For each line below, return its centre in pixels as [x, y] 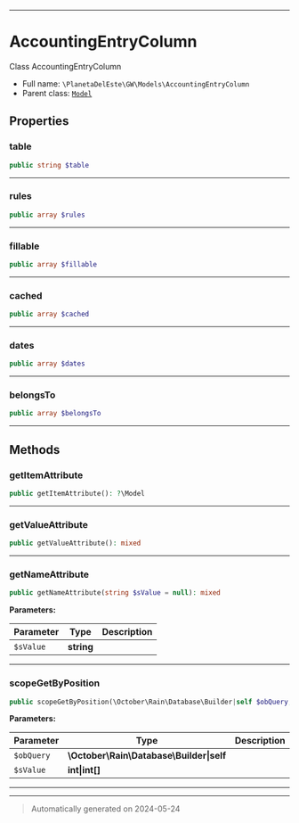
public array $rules [48, 215]
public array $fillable [53, 264]
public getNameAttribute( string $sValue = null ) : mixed [115, 593]
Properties [39, 121]
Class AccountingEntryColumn [65, 66]
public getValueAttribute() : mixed [75, 543]
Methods [35, 450]
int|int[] [84, 770]
